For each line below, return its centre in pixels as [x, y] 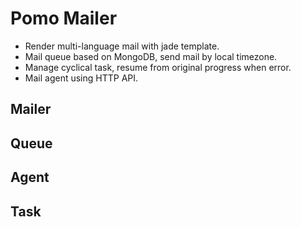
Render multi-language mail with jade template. [122, 46]
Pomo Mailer [64, 18]
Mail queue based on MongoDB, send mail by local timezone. [151, 56]
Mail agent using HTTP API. [81, 78]
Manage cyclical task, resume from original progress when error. [158, 67]
